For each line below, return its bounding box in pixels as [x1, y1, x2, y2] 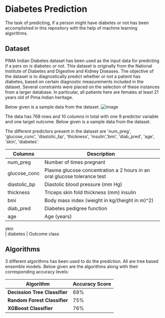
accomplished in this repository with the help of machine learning [5, 25, 137, 31]
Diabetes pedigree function [44, 205, 108, 212]
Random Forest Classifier [7, 297, 68, 304]
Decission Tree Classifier [7, 288, 68, 295]
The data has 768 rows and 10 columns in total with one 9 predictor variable [5, 113, 159, 119]
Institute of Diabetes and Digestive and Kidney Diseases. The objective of [5, 68, 154, 74]
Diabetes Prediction [5, 3, 87, 15]
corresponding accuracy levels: [5, 269, 69, 275]
